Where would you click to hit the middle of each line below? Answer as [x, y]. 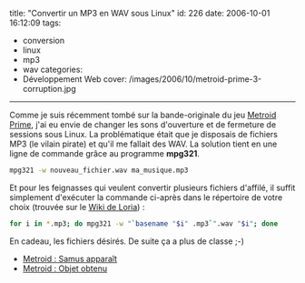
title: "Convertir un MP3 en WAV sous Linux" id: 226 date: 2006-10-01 [140, 13]
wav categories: [53, 69]
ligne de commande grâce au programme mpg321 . [104, 153]
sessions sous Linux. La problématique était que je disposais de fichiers [144, 134]
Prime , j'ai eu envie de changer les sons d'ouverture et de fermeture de [143, 125]
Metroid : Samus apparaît [70, 258]
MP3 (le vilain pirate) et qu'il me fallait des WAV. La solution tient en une [143, 144]
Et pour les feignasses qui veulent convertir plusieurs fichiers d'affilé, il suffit [152, 187]
